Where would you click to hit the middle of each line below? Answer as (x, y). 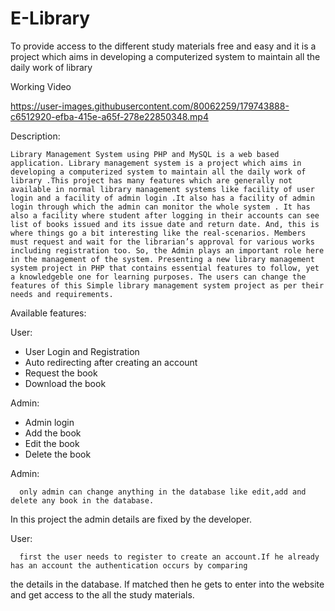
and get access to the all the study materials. (102, 594)
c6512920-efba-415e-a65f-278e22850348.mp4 (109, 116)
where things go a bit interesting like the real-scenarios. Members (158, 233)
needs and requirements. (62, 294)
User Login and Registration (82, 351)
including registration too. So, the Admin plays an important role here (167, 250)
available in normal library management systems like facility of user (162, 189)
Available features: (48, 313)
